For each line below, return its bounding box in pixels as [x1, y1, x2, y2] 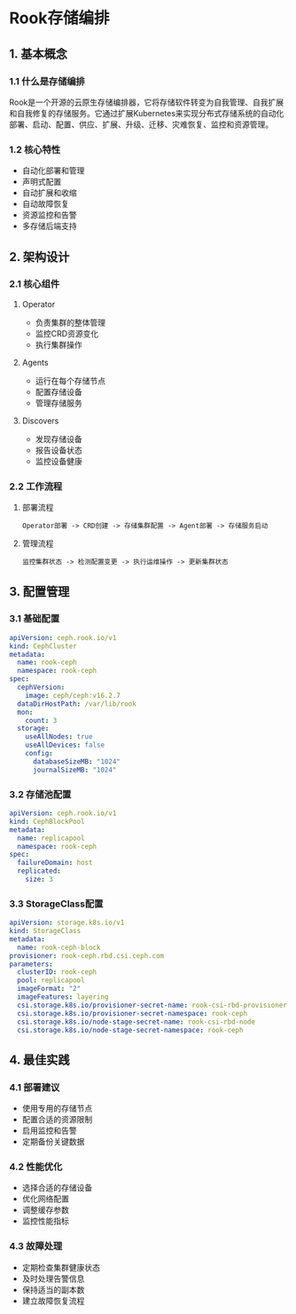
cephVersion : [17, 683, 66, 693]
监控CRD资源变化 [35, 328, 99, 338]
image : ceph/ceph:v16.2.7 [25, 691, 121, 700]
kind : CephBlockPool [9, 817, 86, 826]
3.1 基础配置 [9, 613, 60, 625]
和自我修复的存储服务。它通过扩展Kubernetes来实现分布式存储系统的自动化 [9, 107, 284, 118]
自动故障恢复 [21, 199, 69, 210]
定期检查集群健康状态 [21, 1262, 100, 1272]
